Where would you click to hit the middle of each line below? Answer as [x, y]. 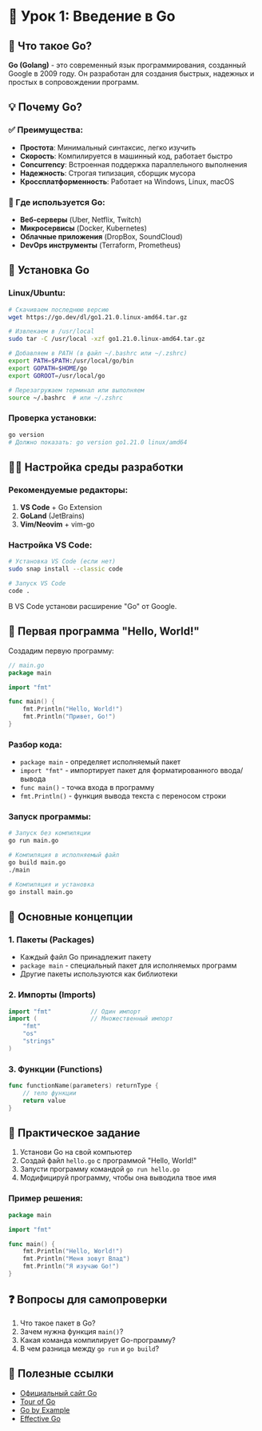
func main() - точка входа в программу [87, 788]
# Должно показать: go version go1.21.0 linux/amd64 [98, 442]
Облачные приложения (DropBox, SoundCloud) [101, 236]
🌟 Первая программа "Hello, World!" [104, 631]
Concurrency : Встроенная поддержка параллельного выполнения [133, 164]
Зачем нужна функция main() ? [71, 1331]
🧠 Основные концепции [71, 917]
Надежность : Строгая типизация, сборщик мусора [107, 173]
